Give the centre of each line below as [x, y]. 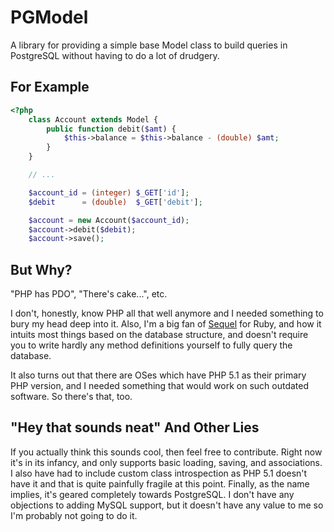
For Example [50, 87]
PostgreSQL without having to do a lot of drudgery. [115, 55]
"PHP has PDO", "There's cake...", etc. [89, 294]
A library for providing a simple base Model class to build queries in [149, 45]
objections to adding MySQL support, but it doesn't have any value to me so [167, 505]
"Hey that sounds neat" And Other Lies [135, 427]
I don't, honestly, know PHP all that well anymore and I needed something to [167, 313]
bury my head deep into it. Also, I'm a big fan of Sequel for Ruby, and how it [166, 324]
